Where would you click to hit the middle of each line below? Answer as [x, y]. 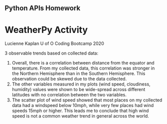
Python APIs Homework [42, 8]
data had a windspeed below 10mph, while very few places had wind [83, 105]
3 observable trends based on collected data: [51, 53]
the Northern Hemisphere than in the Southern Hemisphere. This [78, 73]
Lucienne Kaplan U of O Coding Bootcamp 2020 [54, 43]
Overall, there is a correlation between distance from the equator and [83, 63]
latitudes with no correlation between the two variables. [69, 95]
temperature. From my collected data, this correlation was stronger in [83, 68]
